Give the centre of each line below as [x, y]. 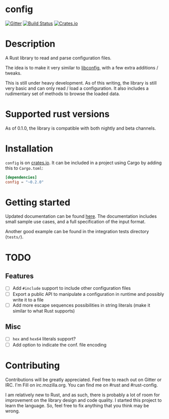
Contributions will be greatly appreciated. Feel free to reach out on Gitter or [83, 379]
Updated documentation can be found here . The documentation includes [81, 216]
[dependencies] [21, 177]
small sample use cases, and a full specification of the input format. [75, 222]
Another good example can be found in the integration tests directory [77, 232]
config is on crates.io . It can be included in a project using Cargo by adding [83, 163]
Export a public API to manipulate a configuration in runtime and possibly [88, 294]
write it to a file [28, 299]
